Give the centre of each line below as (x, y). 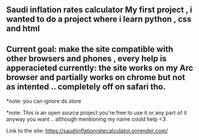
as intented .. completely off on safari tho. (86, 87)
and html (23, 29)
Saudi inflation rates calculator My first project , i (99, 10)
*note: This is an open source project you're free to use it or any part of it (97, 113)
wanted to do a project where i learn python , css (99, 20)
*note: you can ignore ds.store (44, 101)
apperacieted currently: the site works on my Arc (100, 68)
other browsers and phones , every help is (86, 59)
